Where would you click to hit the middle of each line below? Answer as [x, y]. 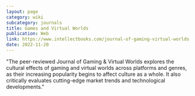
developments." [25, 87]
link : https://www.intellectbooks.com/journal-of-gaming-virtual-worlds [98, 39]
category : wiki [25, 17]
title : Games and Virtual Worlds [47, 28]
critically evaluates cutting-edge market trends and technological [86, 80]
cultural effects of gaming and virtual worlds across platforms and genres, [97, 68]
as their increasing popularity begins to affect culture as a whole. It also [93, 74]
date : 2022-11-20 [28, 45]
